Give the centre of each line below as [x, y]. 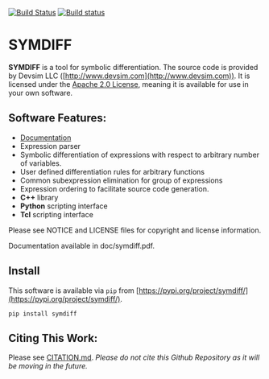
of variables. [41, 163]
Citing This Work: [53, 338]
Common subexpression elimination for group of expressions [121, 180]
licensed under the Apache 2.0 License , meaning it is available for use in [128, 84]
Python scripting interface [64, 206]
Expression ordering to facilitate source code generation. [114, 188]
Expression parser [50, 146]
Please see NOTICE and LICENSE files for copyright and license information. [135, 230]
